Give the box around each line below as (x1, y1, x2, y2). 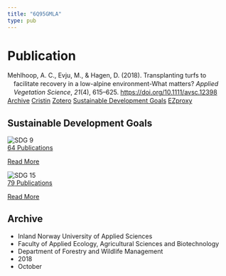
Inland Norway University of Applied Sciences (17, 232, 153, 240)
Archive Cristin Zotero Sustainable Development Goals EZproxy (7, 97, 193, 105)
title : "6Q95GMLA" (7, 10, 62, 18)
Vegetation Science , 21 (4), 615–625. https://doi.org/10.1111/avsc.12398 (14, 88, 218, 97)
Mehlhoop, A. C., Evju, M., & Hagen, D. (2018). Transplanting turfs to (7, 71, 207, 80)
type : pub (7, 17, 37, 24)
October (17, 262, 43, 270)
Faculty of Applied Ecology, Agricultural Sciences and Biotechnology (17, 239, 220, 248)
